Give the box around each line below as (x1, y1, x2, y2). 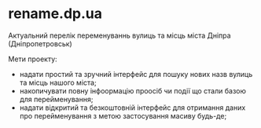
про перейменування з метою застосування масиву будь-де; (19, 111, 227, 120)
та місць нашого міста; (19, 78, 97, 87)
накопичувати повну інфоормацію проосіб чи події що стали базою (19, 86, 246, 95)
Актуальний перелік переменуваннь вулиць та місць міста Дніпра (8, 31, 231, 40)
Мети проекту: (8, 54, 57, 64)
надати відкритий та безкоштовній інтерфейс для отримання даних (19, 103, 246, 112)
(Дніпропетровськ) (8, 38, 72, 48)
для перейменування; (19, 94, 94, 104)
